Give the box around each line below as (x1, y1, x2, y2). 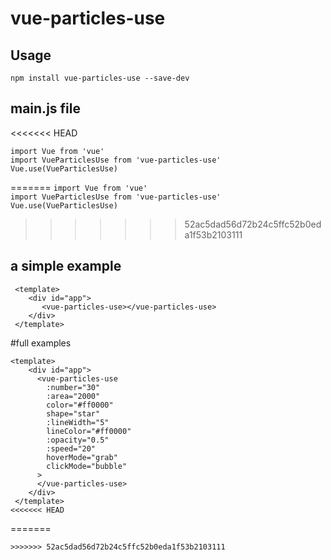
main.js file (10, 100, 81, 117)
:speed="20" (46, 443, 97, 454)
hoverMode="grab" (46, 452, 118, 462)
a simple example (10, 258, 122, 275)
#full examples (10, 337, 72, 349)
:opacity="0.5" (46, 435, 110, 445)
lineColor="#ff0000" (46, 426, 132, 436)
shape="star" (46, 408, 101, 419)
